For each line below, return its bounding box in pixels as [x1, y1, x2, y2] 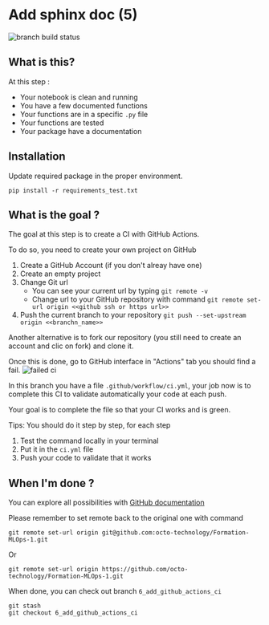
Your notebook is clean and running [19, 92, 138, 102]
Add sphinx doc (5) [8, 6, 138, 24]
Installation [8, 150, 66, 164]
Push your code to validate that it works [19, 453, 152, 463]
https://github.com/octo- [101, 566, 189, 574]
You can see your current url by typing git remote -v [31, 286, 209, 296]
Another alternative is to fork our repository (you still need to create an [8, 333, 242, 343]
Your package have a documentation [19, 126, 142, 136]
